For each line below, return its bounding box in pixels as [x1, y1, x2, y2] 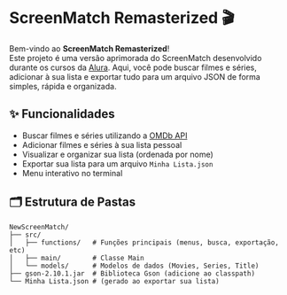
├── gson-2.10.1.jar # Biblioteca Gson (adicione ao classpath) [9, 268, 255, 278]
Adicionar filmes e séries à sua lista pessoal [21, 139, 182, 150]
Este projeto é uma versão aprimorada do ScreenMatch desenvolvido [9, 52, 262, 63]
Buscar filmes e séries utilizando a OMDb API [21, 130, 188, 141]
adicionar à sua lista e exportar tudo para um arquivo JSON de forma [9, 71, 261, 82]
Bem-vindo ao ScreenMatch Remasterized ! [9, 43, 170, 54]
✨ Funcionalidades [9, 106, 115, 121]
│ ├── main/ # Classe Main [9, 253, 144, 262]
